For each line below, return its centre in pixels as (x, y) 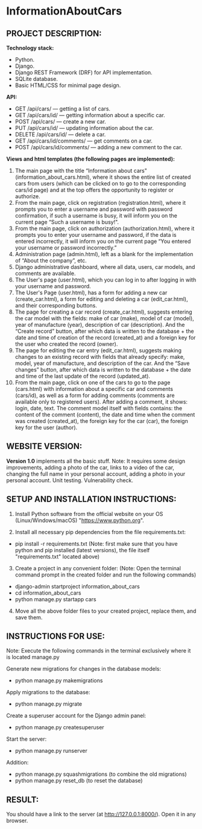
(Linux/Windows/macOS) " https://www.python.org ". (80, 520)
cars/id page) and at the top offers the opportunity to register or (94, 190)
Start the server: (27, 739)
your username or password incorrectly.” (66, 248)
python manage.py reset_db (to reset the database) (79, 781)
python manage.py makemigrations (59, 680)
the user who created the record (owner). (66, 344)
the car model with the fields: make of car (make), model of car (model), (104, 318)
